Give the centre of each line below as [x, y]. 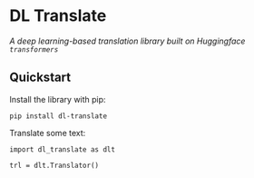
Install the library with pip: [58, 99]
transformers [34, 49]
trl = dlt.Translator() [54, 165]
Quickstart [40, 78]
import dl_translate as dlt [63, 149]
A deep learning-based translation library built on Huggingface [127, 41]
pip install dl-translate [58, 116]
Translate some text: [48, 133]
